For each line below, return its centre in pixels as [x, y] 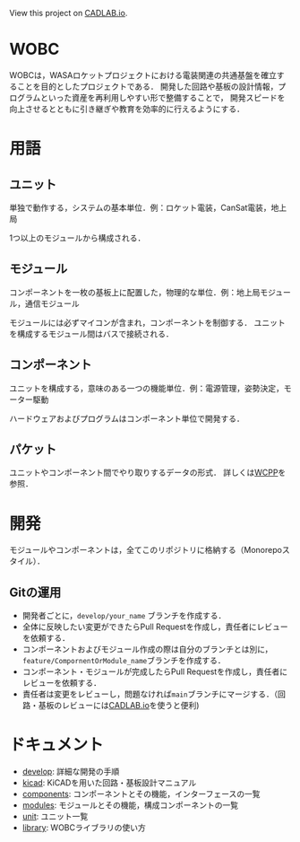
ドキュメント [57, 745]
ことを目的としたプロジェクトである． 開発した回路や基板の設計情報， [147, 86]
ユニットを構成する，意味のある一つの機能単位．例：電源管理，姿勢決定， [146, 388]
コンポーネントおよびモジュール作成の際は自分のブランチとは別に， [147, 649]
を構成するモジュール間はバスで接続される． [92, 333]
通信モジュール [52, 303]
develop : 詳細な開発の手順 [71, 772]
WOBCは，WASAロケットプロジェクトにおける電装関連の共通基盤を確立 [143, 75]
